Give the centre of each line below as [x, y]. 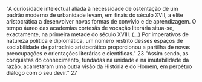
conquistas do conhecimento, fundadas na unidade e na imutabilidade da [98, 60]
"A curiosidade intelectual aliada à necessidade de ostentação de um [92, 9]
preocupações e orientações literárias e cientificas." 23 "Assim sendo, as [97, 53]
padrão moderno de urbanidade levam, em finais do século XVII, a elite [95, 15]
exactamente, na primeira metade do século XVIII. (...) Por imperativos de [98, 34]
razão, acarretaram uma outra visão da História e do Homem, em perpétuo [99, 66]
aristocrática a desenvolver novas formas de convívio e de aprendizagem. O [101, 21]
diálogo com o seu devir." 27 [42, 73]
